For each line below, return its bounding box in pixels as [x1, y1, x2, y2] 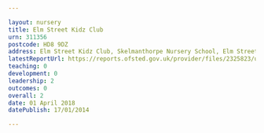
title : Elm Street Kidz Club [8, 25, 104, 34]
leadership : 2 [8, 76, 55, 85]
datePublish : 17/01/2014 [8, 106, 90, 114]
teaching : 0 [8, 62, 47, 71]
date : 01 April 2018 [8, 99, 76, 107]
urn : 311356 [8, 33, 47, 41]
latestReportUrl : [8, 55, 65, 63]
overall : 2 [8, 91, 44, 99]
